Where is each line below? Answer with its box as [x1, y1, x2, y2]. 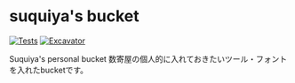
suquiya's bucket [9, 6, 140, 26]
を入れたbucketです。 [9, 64, 89, 75]
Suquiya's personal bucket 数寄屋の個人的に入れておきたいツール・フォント [9, 53, 287, 64]
